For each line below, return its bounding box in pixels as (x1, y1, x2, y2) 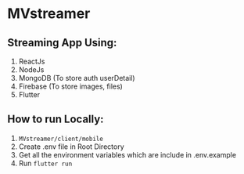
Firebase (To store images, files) (18, 82, 123, 91)
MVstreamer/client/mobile (18, 135, 103, 143)
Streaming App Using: (7, 36, 117, 49)
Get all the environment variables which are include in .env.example (18, 150, 236, 159)
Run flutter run (18, 158, 73, 168)
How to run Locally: (7, 113, 104, 126)
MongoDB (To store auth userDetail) (18, 74, 135, 82)
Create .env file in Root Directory (18, 142, 124, 151)
